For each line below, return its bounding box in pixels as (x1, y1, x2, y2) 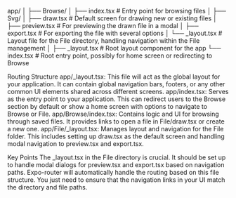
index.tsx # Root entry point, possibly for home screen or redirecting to (7, 51, 213, 60)
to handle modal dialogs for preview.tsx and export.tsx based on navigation (7, 161, 225, 169)
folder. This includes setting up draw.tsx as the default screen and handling (7, 132, 225, 140)
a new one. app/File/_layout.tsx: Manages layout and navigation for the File (7, 125, 224, 133)
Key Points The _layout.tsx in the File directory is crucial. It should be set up (7, 153, 226, 161)
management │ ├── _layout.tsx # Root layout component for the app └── (7, 44, 221, 52)
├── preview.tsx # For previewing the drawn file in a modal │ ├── (7, 22, 199, 29)
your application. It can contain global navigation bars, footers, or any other (7, 80, 225, 88)
